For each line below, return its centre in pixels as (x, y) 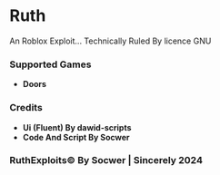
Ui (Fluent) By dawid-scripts (77, 127)
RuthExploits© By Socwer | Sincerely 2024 (106, 160)
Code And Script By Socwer (76, 137)
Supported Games (50, 64)
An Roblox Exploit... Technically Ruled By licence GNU (110, 41)
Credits (26, 108)
